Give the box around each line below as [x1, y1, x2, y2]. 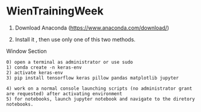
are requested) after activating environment [6, 90, 122, 97]
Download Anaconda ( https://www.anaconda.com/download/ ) [14, 24, 170, 31]
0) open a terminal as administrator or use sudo [6, 59, 134, 65]
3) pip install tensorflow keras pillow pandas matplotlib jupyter [6, 75, 179, 81]
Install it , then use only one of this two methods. [14, 36, 136, 43]
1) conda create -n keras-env [6, 64, 82, 70]
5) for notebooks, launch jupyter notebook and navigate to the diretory [6, 96, 196, 102]
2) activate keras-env [6, 69, 63, 76]
